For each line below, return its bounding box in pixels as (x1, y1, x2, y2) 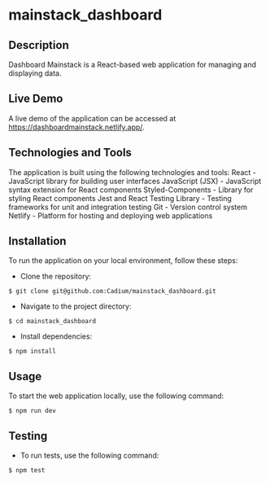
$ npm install (8, 348, 57, 356)
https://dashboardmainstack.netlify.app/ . (8, 122, 145, 132)
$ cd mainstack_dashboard (8, 318, 96, 326)
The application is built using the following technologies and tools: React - (8, 167, 256, 177)
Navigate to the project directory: (20, 301, 132, 311)
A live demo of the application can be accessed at (8, 113, 176, 123)
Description (8, 38, 69, 52)
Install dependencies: (20, 331, 93, 341)
